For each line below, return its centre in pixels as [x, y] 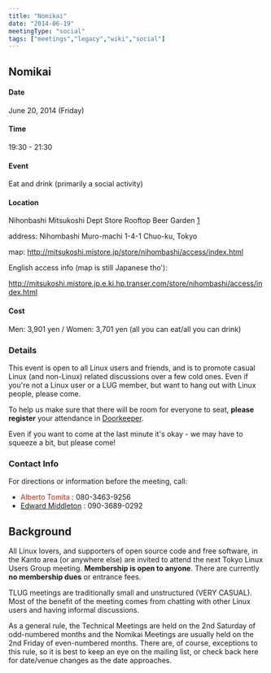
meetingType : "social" [47, 31]
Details [23, 350]
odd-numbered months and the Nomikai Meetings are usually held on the [131, 635]
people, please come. [45, 393]
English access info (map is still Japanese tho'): [88, 268]
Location [24, 202]
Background [40, 531]
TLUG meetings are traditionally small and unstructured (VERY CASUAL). [130, 593]
